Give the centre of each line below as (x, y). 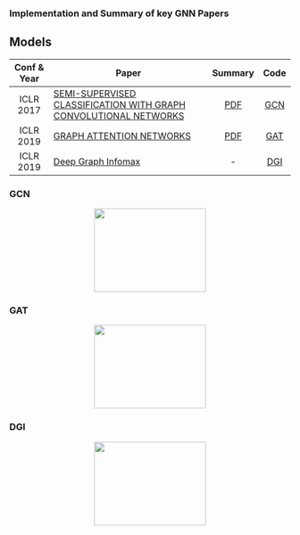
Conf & (29, 67)
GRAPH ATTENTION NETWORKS (122, 136)
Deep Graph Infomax (97, 161)
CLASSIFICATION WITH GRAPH (119, 104)
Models (30, 42)
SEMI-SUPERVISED (95, 94)
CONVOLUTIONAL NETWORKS (119, 116)
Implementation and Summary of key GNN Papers (119, 13)
